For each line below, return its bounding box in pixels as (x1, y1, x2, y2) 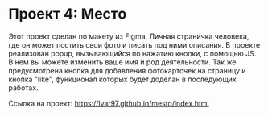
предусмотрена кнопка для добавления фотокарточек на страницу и (8, 65, 247, 75)
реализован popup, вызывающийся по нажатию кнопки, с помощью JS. (8, 48, 257, 58)
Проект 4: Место (8, 5, 127, 23)
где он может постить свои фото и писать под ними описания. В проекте (8, 39, 261, 49)
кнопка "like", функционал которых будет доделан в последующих (8, 74, 237, 84)
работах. (8, 82, 39, 93)
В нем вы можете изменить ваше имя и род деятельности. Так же (8, 57, 237, 67)
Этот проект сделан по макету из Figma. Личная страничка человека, (8, 31, 249, 41)
